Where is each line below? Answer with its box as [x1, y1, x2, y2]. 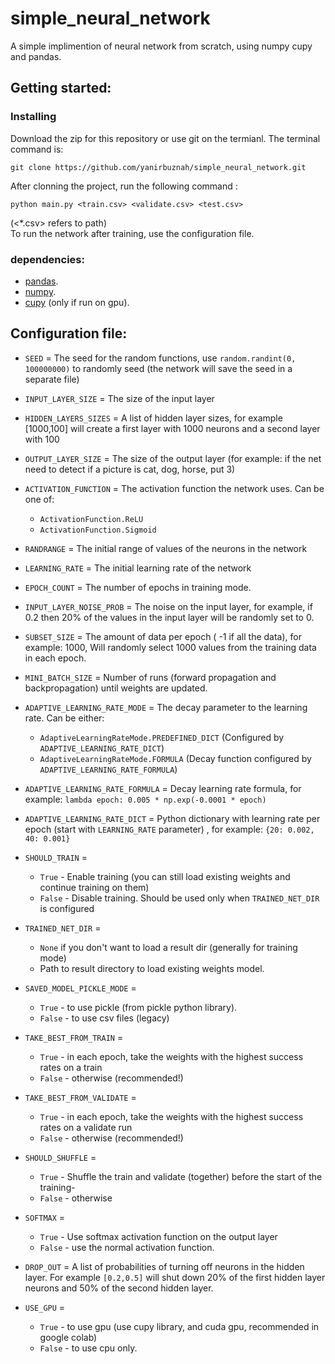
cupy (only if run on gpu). [24, 296, 130, 308]
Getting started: [10, 80, 112, 97]
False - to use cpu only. [39, 1342, 138, 1354]
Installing [10, 110, 57, 124]
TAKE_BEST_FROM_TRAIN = [24, 1031, 124, 1043]
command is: [10, 143, 64, 155]
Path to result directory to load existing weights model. [39, 962, 265, 974]
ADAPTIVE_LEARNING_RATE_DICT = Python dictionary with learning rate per [24, 812, 321, 824]
